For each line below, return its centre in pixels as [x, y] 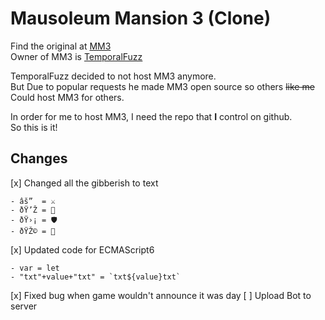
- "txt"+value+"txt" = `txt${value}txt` [96, 277]
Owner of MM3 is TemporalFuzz [76, 56]
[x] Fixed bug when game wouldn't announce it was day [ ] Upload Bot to [161, 295]
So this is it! [34, 127]
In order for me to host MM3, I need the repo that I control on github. [151, 116]
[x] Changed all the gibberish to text [84, 183]
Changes [39, 158]
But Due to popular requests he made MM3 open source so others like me [162, 86]
